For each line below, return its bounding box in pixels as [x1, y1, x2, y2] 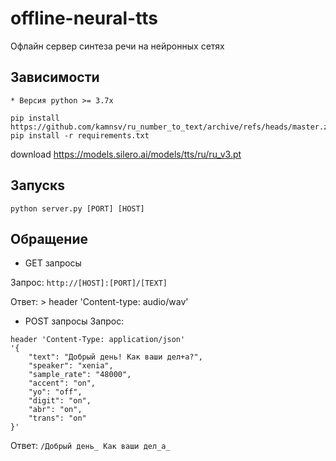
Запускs [10, 177, 65, 194]
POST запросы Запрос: [24, 315, 125, 327]
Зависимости [10, 69, 100, 86]
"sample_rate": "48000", [28, 370, 132, 380]
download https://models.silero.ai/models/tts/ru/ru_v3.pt [10, 148, 242, 160]
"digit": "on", [28, 396, 92, 406]
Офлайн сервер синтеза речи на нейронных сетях [10, 40, 225, 52]
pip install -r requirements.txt [10, 130, 150, 141]
